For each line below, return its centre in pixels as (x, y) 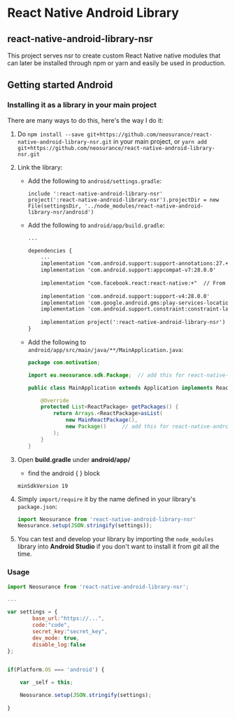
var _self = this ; (47, 683)
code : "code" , (51, 625)
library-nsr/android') (61, 212)
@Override (55, 400)
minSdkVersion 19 (43, 486)
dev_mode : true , (56, 638)
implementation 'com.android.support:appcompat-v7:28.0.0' (129, 270)
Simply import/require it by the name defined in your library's (106, 499)
